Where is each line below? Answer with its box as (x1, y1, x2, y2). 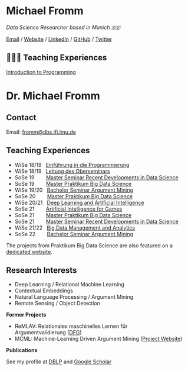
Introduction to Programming (6, 68, 77, 75)
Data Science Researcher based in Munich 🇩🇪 (6, 24, 121, 31)
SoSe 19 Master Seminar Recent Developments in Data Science (14, 173, 179, 181)
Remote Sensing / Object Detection (14, 300, 100, 307)
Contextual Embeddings (14, 287, 74, 294)
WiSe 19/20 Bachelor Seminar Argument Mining (14, 186, 134, 193)
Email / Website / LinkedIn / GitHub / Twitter (6, 36, 113, 43)
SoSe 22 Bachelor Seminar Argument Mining (14, 230, 134, 237)
